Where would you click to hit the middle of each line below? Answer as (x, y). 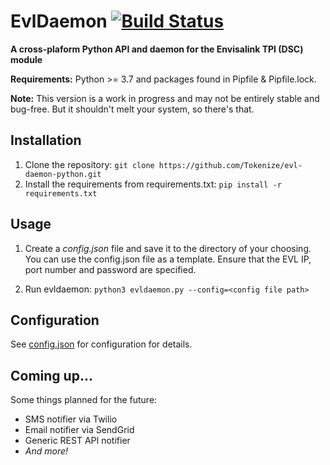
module (26, 59)
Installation (46, 140)
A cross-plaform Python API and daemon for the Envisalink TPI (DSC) (157, 49)
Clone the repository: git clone (89, 164)
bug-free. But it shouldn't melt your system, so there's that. (132, 109)
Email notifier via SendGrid (79, 430)
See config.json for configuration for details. (101, 344)
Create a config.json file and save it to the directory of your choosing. (168, 248)
